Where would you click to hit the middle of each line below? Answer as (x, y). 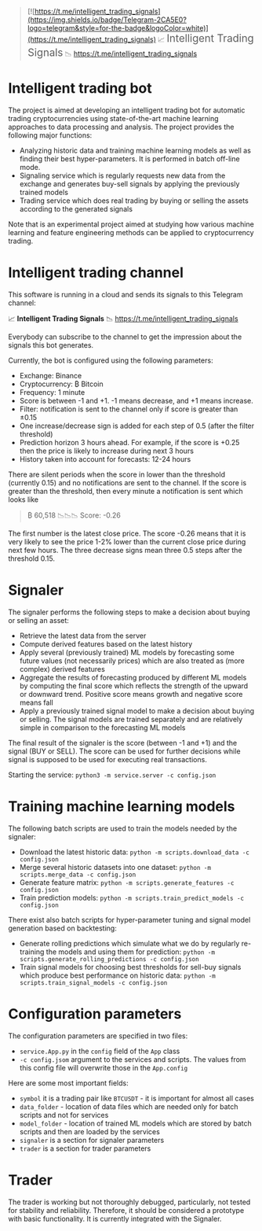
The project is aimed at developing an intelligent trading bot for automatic (127, 110)
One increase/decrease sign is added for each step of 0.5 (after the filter (137, 426)
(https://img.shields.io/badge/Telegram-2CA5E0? (107, 20)
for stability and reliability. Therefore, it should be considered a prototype (126, 1210)
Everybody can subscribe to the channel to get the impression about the (125, 337)
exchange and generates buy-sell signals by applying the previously (129, 183)
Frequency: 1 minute (52, 392)
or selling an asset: (38, 620)
